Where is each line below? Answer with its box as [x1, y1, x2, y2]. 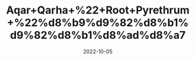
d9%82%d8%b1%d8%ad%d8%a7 [9, 29, 186, 42]
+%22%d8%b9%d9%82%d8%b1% [7, 16, 189, 29]
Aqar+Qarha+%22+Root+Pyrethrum [6, 4, 190, 17]
